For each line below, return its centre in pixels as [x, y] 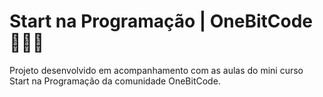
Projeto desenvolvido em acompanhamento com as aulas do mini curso [156, 70]
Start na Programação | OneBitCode [161, 21]
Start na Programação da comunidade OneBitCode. [115, 81]
